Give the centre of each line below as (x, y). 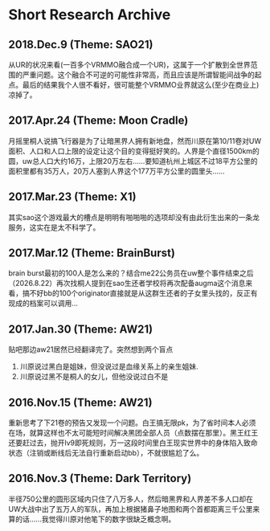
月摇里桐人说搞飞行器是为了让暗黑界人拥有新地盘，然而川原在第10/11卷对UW (135, 141)
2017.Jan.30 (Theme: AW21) (81, 329)
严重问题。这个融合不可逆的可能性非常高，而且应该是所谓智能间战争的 (138, 75)
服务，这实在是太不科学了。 (54, 227)
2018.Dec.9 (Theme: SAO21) (81, 45)
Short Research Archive (90, 15)
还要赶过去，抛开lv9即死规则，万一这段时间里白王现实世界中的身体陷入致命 (133, 443)
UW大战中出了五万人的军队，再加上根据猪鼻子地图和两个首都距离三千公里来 (134, 509)
